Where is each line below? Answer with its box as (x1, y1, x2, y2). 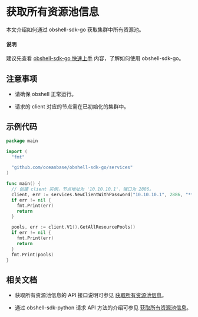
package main (6, 138, 38, 144)
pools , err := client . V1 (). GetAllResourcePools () (11, 224, 136, 230)
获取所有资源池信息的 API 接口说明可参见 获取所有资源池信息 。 (14, 292, 167, 299)
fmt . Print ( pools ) (11, 252, 54, 257)
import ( (6, 148, 28, 154)
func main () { (6, 181, 41, 187)
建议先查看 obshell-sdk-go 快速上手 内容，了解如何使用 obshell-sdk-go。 (6, 55, 184, 62)
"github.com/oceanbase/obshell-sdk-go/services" (11, 164, 133, 171)
